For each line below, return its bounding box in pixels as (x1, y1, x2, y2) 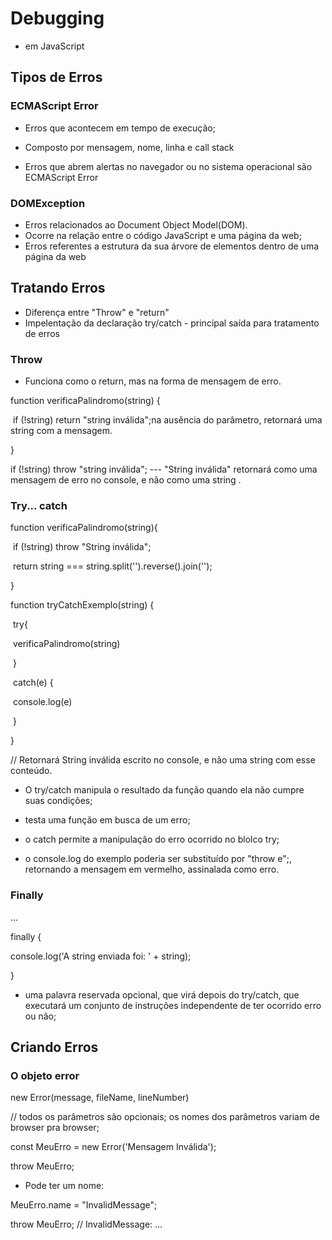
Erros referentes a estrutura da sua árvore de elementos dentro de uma (24, 240, 320, 252)
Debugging (10, 7, 105, 30)
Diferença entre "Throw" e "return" (24, 306, 170, 318)
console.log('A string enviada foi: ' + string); (10, 950, 192, 962)
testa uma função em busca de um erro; (24, 814, 191, 826)
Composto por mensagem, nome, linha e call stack (24, 141, 235, 153)
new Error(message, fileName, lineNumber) (10, 1092, 190, 1104)
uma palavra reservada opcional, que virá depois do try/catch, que (24, 988, 300, 1001)
